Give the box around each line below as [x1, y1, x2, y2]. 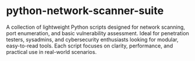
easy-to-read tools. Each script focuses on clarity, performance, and [6, 42, 173, 49]
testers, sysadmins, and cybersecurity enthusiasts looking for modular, [6, 36, 179, 43]
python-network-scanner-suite [6, 4, 164, 18]
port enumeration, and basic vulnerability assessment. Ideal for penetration [6, 29, 189, 36]
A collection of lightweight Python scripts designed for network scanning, [6, 23, 186, 30]
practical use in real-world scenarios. [6, 48, 97, 55]
